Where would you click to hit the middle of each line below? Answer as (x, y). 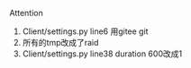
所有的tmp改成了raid (60, 42)
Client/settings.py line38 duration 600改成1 (102, 54)
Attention (26, 13)
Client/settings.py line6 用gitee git (85, 31)
